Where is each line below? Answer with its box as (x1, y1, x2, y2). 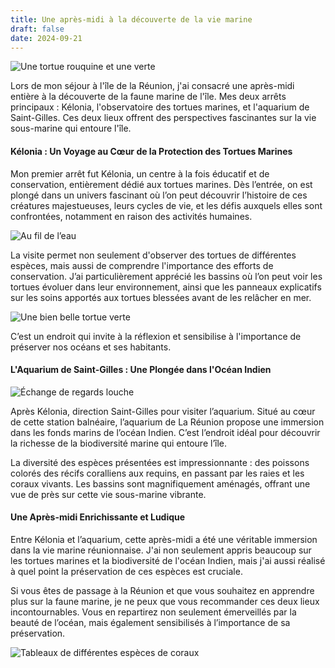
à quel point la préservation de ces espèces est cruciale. (10, 565, 243, 577)
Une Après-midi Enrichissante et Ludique (10, 511, 186, 523)
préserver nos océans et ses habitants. (10, 341, 172, 353)
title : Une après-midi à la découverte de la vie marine (10, 14, 253, 25)
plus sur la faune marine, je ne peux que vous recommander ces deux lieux (10, 595, 320, 607)
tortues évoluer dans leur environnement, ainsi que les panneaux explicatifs (10, 281, 322, 293)
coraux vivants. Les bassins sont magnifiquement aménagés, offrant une (10, 477, 311, 490)
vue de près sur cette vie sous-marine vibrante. (10, 488, 207, 500)
